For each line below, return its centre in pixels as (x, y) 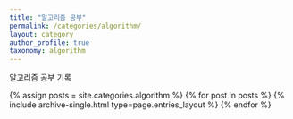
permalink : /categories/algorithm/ (75, 26)
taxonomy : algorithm (48, 51)
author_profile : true (50, 42)
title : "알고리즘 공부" (48, 17)
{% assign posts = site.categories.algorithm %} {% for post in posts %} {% (147, 96)
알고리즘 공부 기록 (40, 78)
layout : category (42, 34)
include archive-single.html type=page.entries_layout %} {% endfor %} (140, 105)
